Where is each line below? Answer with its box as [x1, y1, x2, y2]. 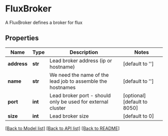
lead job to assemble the [49, 78, 107, 85]
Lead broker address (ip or [49, 57, 112, 64]
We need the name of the [49, 71, 109, 78]
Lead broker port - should [49, 92, 111, 99]
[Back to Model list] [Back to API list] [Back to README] [5, 125, 120, 131]
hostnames [49, 84, 76, 91]
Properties [5, 34, 39, 42]
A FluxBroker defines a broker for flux [5, 19, 82, 25]
